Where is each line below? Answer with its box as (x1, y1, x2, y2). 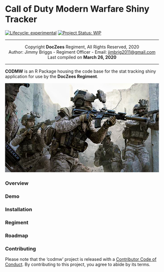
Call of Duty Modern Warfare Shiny (5, 3, 150, 15)
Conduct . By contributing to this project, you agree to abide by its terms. (5, 262, 150, 268)
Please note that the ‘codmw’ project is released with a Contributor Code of (5, 256, 157, 262)
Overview (5, 180, 29, 187)
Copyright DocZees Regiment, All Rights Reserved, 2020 (24, 44, 140, 50)
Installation (5, 206, 33, 213)
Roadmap (5, 232, 28, 239)
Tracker (5, 14, 38, 25)
